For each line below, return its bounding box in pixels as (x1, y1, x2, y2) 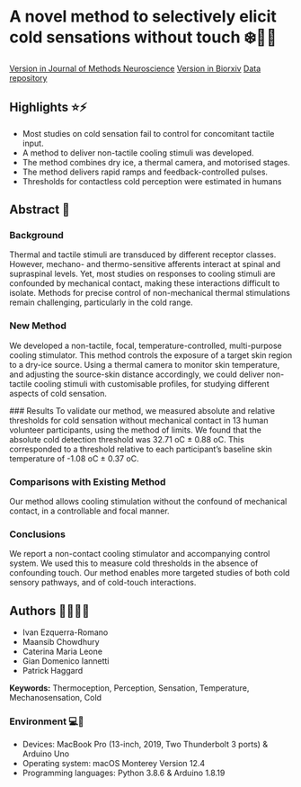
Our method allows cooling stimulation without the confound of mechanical (9, 496, 288, 507)
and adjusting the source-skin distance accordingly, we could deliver (9, 369, 265, 380)
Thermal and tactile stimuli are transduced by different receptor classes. (9, 249, 277, 260)
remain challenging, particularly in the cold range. (9, 297, 193, 308)
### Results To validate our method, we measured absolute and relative (9, 405, 276, 416)
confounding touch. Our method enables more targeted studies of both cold (9, 568, 290, 578)
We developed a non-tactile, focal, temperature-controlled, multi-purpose (9, 340, 282, 351)
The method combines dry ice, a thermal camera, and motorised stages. (22, 157, 290, 167)
